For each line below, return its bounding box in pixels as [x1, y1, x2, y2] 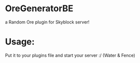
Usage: [5, 36, 35, 47]
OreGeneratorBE [5, 3, 73, 14]
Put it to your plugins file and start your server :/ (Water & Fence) [5, 52, 136, 58]
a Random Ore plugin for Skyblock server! [5, 19, 90, 25]
